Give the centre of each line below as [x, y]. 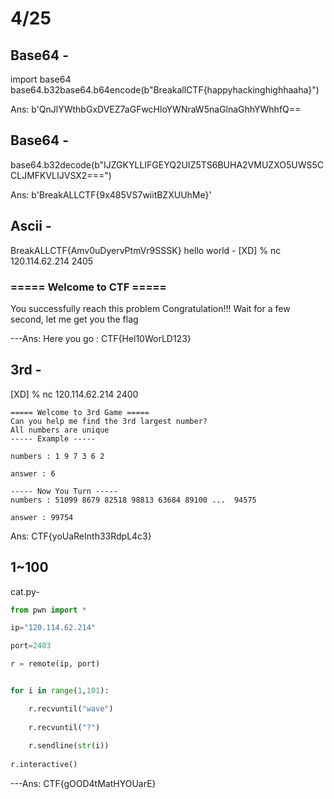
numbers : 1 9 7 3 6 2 [57, 456]
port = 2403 [31, 646]
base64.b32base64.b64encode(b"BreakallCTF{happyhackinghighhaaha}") [165, 90]
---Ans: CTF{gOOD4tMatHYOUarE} [83, 784]
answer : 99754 [42, 517]
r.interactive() [44, 765]
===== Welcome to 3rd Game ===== [80, 412]
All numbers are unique [60, 430]
